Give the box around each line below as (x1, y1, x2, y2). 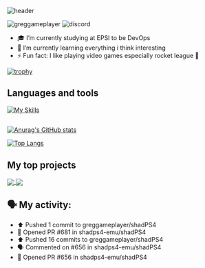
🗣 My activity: (7, 199, 72, 211)
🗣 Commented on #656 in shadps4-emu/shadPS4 (17, 243, 162, 251)
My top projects (7, 159, 76, 171)
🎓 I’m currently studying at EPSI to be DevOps (17, 34, 151, 41)
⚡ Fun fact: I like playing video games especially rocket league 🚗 (17, 52, 199, 59)
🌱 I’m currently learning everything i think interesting (17, 44, 166, 52)
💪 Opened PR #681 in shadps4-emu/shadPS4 (17, 228, 147, 236)
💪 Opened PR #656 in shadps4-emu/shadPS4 (17, 253, 148, 261)
